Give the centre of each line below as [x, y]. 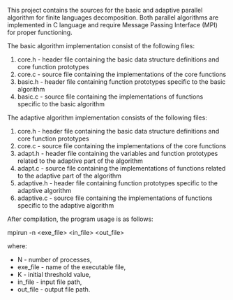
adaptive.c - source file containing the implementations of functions [115, 198]
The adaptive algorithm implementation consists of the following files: [107, 117]
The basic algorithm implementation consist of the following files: [101, 46]
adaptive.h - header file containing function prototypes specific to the [118, 183]
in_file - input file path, [50, 282]
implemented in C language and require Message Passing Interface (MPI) [113, 25]
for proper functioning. [40, 32]
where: [17, 246]
